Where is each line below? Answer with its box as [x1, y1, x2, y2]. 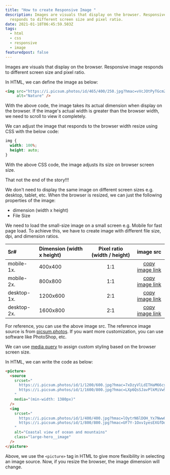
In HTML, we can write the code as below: [5, 359, 94, 365]
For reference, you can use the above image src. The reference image [5, 323, 151, 329]
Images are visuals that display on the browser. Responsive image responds [5, 64, 163, 70]
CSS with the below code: [5, 129, 59, 135]
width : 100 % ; [10, 143, 37, 148]
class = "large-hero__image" [14, 434, 71, 440]
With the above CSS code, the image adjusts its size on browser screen [5, 162, 154, 168]
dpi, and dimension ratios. [5, 233, 60, 239]
